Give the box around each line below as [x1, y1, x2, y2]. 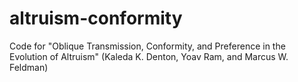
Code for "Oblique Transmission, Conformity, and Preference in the [9, 40, 286, 52]
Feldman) [9, 61, 49, 73]
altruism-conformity [9, 7, 183, 30]
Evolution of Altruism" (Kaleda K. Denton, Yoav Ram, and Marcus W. [9, 50, 289, 62]
